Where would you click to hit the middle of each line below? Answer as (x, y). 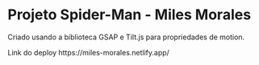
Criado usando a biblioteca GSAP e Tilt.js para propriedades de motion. (126, 37)
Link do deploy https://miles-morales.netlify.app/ (89, 52)
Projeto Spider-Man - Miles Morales (129, 15)
